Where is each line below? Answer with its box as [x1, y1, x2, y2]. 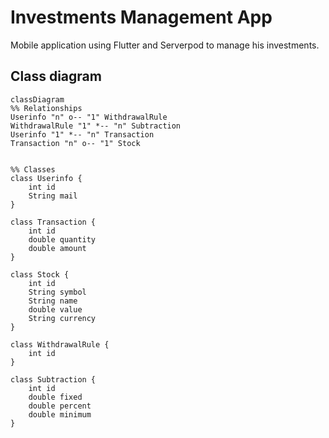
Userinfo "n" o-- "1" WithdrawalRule [10, 112, 168, 122]
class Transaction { [10, 217, 97, 227]
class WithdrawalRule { [10, 339, 110, 350]
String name [28, 296, 78, 306]
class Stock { [10, 269, 70, 280]
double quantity [28, 234, 97, 245]
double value [28, 304, 83, 315]
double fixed [28, 392, 83, 402]
